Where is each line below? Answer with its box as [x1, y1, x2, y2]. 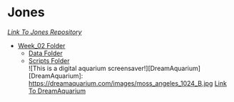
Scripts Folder [28, 56, 70, 64]
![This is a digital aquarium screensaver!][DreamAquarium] [28, 64, 201, 72]
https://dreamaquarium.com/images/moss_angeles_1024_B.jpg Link [28, 79, 227, 87]
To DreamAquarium [28, 86, 86, 95]
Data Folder [28, 49, 63, 57]
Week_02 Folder [17, 41, 66, 50]
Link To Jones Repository [7, 28, 82, 36]
